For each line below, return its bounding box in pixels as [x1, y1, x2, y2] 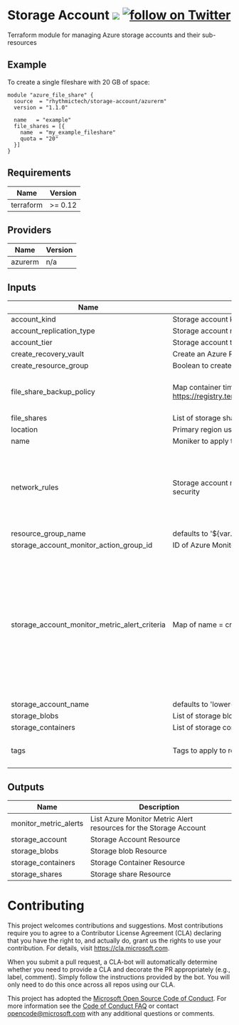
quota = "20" [20, 135, 59, 142]
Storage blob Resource [90, 846, 167, 856]
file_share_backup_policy [11, 387, 96, 397]
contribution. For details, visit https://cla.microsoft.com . [7, 943, 170, 952]
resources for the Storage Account [90, 823, 206, 832]
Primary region [172, 425, 223, 435]
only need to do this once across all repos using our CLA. [7, 980, 176, 989]
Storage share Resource [90, 869, 171, 878]
